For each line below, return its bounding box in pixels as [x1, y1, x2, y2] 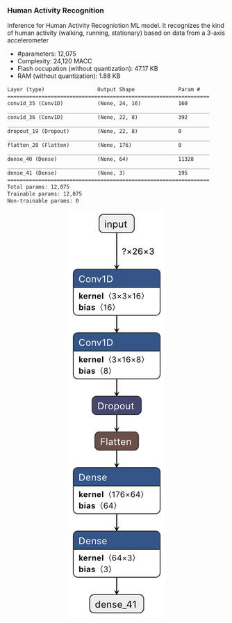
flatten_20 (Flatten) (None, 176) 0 [7, 142, 182, 149]
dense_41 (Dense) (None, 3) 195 [7, 170, 188, 177]
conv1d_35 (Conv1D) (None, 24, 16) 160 [7, 100, 188, 107]
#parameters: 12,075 [17, 49, 76, 58]
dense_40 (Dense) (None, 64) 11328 [7, 156, 194, 163]
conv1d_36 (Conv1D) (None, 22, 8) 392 [7, 114, 188, 121]
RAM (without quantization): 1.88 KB [17, 72, 121, 80]
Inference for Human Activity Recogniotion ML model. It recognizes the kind [7, 22, 224, 30]
